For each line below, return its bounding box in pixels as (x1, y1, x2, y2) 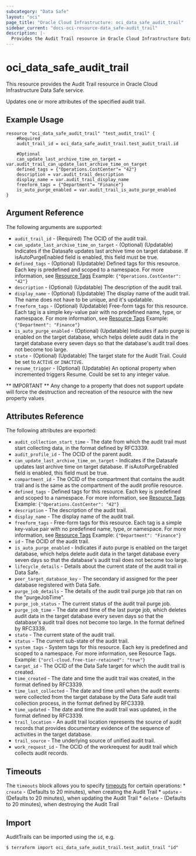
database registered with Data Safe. (14, 581, 101, 589)
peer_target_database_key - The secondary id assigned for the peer (14, 575, 178, 582)
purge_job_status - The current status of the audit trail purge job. (14, 600, 171, 607)
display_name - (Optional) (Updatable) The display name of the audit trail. (14, 289, 190, 296)
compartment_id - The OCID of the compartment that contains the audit (14, 476, 185, 483)
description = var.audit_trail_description (16, 171, 124, 178)
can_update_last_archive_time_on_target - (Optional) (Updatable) (14, 241, 173, 248)
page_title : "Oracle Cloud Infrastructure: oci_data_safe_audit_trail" (6, 19, 184, 25)
